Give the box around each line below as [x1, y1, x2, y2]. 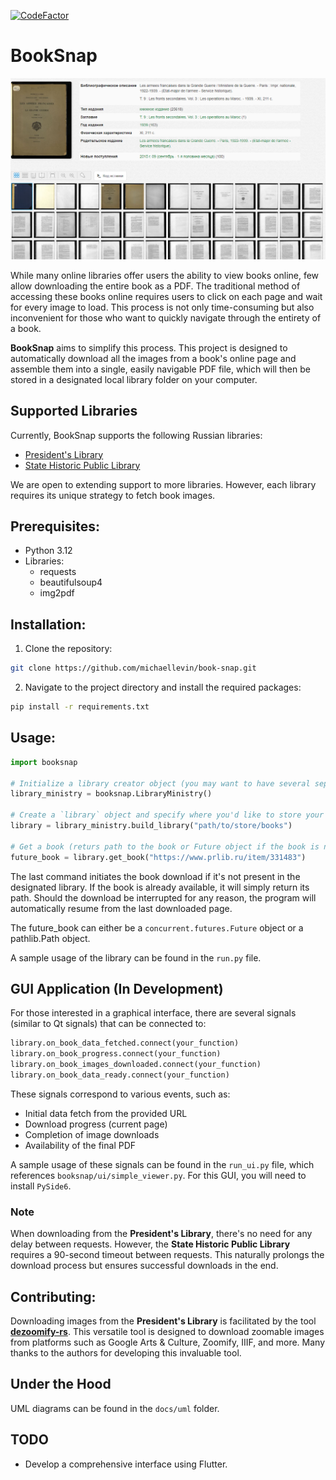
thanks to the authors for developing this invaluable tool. [10, 1347, 242, 1359]
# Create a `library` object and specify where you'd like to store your [10, 810, 325, 820]
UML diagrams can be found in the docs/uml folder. [10, 1402, 220, 1414]
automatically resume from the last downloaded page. [10, 902, 233, 914]
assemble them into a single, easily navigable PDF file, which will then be [10, 363, 311, 375]
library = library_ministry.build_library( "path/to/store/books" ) [10, 821, 293, 831]
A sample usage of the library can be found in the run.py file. [10, 951, 262, 964]
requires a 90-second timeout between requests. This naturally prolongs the [10, 1249, 325, 1261]
